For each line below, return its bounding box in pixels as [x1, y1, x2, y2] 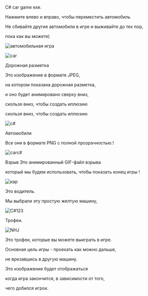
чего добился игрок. [5, 285, 49, 291]
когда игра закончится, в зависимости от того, [5, 275, 105, 281]
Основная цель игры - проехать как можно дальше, [5, 246, 116, 252]
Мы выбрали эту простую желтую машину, [5, 198, 98, 204]
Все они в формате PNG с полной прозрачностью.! [5, 140, 114, 145]
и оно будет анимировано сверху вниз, [5, 91, 89, 97]
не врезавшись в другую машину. [5, 256, 78, 262]
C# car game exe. [5, 4, 42, 10]
